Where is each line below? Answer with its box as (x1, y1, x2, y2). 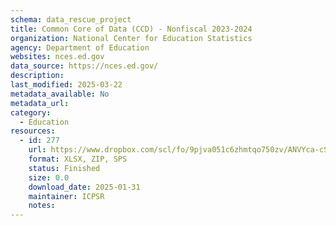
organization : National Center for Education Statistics (10, 33, 253, 43)
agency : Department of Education (10, 42, 150, 53)
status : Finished (28, 163, 101, 173)
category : (10, 107, 52, 118)
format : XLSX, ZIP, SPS (28, 154, 128, 164)
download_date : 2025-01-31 (28, 182, 141, 192)
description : (10, 71, 65, 81)
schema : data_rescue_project (10, 14, 132, 25)
